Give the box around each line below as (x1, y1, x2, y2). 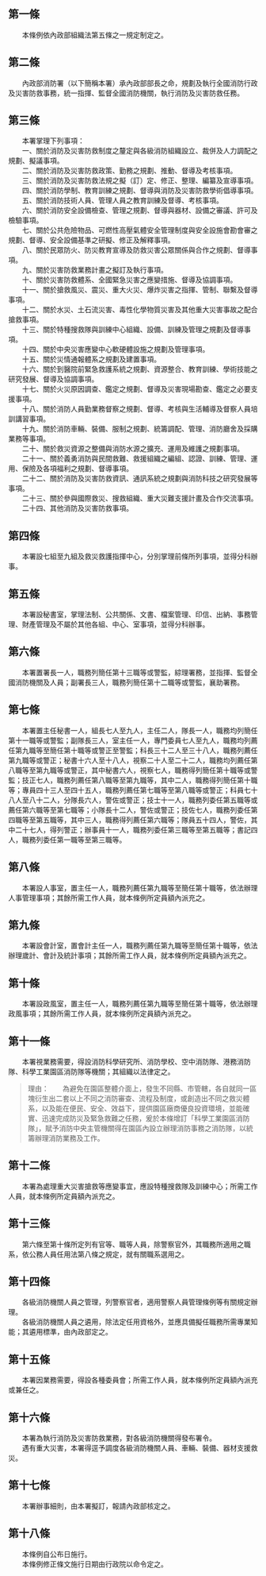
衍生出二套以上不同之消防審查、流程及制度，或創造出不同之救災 (34, 1093, 243, 1103)
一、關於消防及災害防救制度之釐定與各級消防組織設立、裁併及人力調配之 (21, 146, 258, 156)
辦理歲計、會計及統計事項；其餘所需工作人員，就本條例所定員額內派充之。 (8, 951, 251, 960)
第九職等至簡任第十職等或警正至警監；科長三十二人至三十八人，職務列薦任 (14, 745, 258, 755)
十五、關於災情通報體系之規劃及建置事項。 (21, 354, 161, 364)
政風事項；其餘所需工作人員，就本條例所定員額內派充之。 (8, 1009, 196, 1018)
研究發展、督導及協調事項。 (8, 374, 99, 384)
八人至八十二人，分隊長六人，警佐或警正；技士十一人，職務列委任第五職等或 (8, 795, 258, 805)
